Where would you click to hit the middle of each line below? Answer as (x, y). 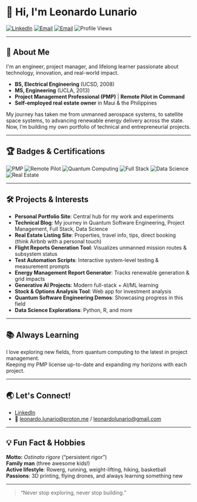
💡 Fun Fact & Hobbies (46, 443)
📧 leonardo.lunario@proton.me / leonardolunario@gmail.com (88, 419)
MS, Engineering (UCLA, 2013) (52, 90)
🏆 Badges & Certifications (56, 151)
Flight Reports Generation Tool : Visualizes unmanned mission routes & (101, 248)
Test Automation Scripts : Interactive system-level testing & (87, 260)
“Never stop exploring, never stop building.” (73, 493)
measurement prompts (42, 266)
